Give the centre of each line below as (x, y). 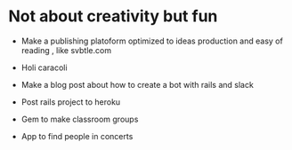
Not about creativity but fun (113, 16)
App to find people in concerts (77, 136)
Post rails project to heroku (71, 102)
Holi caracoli (44, 67)
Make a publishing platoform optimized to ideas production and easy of (152, 41)
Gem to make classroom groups (80, 119)
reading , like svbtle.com (66, 50)
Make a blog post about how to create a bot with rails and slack (138, 84)
